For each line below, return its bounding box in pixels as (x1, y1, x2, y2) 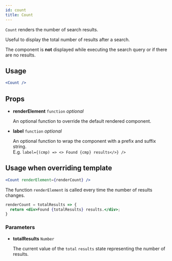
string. (12, 143, 27, 150)
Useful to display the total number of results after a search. (5, 36, 130, 43)
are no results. (5, 52, 36, 58)
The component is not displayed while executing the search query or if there (5, 46, 167, 52)
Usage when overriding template (5, 164, 112, 173)
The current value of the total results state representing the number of (12, 245, 165, 252)
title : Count (5, 12, 33, 17)
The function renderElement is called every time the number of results (5, 187, 152, 193)
